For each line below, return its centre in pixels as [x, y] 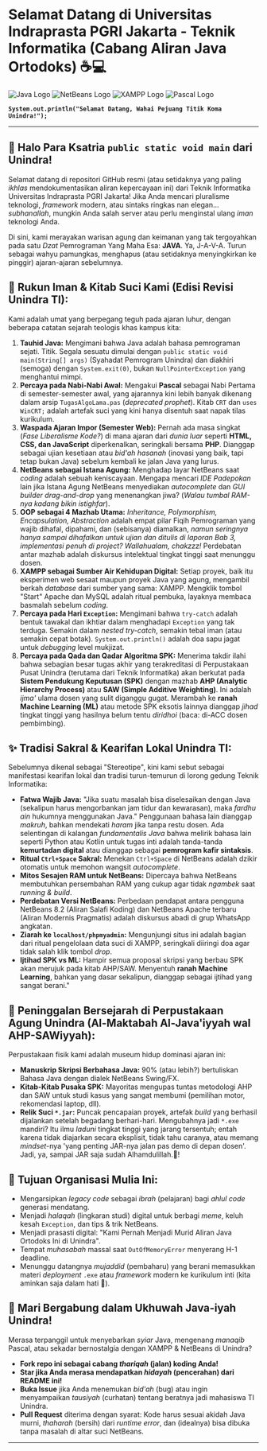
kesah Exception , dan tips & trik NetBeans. [89, 1224]
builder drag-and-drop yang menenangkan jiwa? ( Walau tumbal [124, 495]
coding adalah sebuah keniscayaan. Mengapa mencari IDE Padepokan [135, 478]
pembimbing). [43, 723]
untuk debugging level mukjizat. [72, 647]
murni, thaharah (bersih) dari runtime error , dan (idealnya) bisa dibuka [135, 1422]
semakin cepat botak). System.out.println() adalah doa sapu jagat [130, 639]
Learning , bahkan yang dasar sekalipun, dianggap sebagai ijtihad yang [136, 977]
